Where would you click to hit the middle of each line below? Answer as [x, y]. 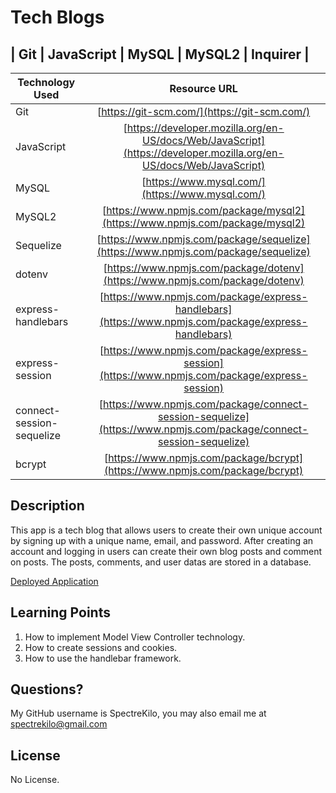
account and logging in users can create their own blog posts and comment [166, 551]
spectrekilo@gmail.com [59, 724]
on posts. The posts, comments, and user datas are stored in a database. [161, 562]
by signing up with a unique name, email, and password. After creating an [162, 540]
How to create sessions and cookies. [101, 647]
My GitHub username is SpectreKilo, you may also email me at [138, 713]
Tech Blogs [57, 17]
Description [47, 506]
